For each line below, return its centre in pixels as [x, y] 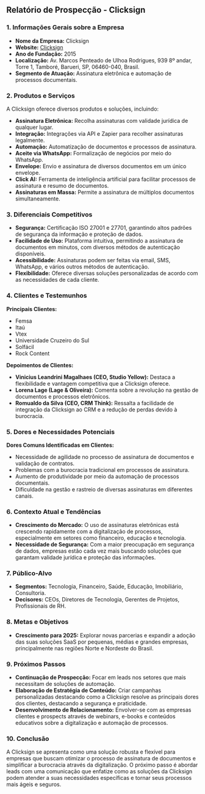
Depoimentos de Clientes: [40, 365]
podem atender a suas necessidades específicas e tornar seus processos [99, 778]
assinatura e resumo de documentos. [62, 185]
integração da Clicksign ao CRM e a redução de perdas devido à [96, 410]
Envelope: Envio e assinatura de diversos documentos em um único [101, 166]
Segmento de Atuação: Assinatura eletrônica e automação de [93, 73]
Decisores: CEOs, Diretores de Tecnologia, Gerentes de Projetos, [97, 600]
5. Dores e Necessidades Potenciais [60, 432]
